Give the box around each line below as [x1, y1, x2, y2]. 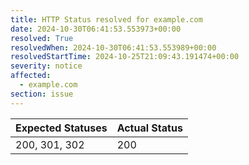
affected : [10, 71, 52, 81]
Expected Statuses [15, 121, 108, 135]
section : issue [10, 89, 74, 99]
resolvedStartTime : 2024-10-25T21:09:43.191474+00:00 [10, 52, 240, 62]
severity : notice [10, 61, 83, 71]
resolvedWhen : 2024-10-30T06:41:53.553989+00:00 [10, 42, 217, 53]
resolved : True [10, 33, 74, 43]
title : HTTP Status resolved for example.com [10, 14, 203, 25]
